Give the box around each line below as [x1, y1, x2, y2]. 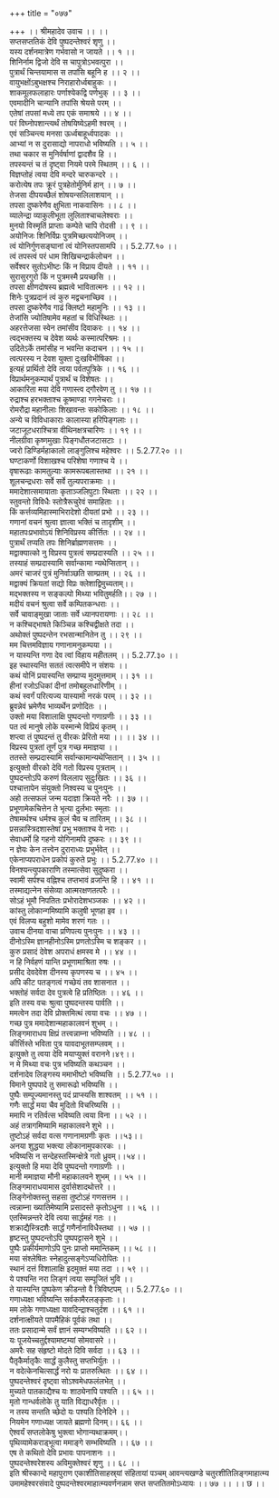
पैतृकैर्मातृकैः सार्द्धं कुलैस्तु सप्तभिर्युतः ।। [9, 1355, 121, 1366]
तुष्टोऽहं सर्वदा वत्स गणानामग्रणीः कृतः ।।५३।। [9, 1131, 143, 1141]
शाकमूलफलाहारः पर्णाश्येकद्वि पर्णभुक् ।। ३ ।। [9, 87, 141, 98]
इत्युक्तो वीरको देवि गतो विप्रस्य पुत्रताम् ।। [9, 763, 129, 773]
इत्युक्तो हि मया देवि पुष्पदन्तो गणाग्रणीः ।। [9, 1161, 126, 1172]
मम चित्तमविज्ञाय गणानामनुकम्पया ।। [9, 640, 113, 650]
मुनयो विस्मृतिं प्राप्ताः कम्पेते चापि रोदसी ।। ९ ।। [9, 220, 149, 231]
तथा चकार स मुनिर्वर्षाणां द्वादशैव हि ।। [9, 149, 118, 159]
